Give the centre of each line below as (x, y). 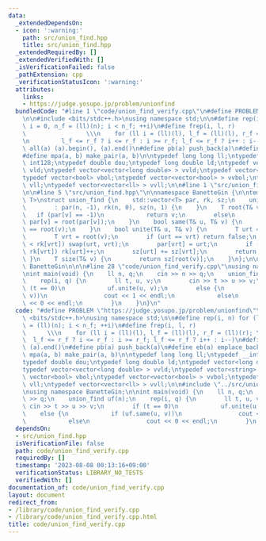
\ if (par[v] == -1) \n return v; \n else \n (129, 215)
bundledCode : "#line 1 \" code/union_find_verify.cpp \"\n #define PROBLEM (138, 112)
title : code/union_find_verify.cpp (67, 524)
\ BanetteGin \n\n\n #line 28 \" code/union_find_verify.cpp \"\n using (136, 267)
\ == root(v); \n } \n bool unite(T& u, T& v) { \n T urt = (141, 230)
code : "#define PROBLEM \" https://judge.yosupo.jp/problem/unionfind (132, 310)
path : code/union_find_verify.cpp (72, 451)
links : (33, 97)
